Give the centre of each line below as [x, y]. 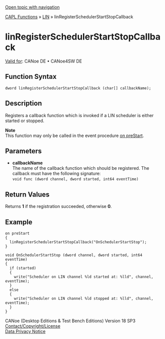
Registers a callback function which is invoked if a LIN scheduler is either [80, 115]
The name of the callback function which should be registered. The [81, 168]
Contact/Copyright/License [33, 326]
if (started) [23, 268]
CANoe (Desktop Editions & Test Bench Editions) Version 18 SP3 [70, 321]
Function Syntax [31, 77]
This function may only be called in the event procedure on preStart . [75, 136]
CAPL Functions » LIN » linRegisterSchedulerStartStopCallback [69, 17]
